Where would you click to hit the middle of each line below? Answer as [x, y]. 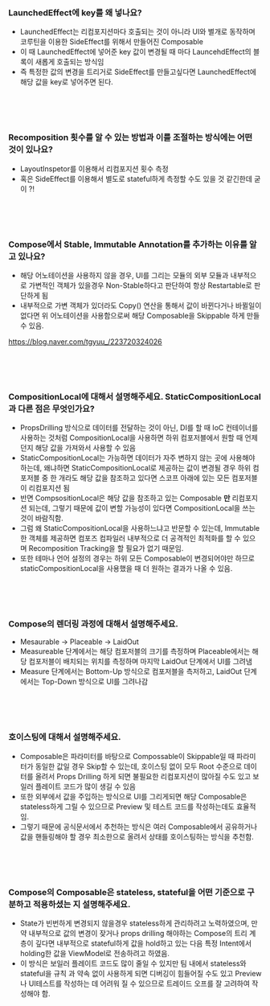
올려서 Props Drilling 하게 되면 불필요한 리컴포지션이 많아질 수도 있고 [143, 776]
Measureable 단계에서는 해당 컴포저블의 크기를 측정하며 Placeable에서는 [135, 651]
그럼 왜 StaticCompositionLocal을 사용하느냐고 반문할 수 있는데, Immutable [139, 528]
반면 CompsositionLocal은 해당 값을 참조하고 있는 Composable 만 [125, 498]
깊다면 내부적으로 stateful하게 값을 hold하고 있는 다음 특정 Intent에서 [143, 943]
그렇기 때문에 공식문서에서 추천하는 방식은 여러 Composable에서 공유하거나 [139, 827]
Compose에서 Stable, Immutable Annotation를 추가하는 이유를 [128, 244]
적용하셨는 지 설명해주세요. [82, 904]
